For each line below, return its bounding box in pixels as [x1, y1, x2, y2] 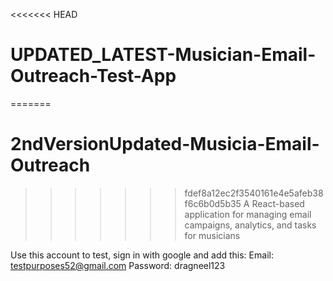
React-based [251, 197, 305, 209]
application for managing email [184, 208, 312, 220]
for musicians [184, 229, 241, 241]
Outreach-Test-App [10, 65, 177, 88]
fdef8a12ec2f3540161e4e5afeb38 [184, 187, 324, 199]
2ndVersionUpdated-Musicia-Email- [10, 133, 320, 156]
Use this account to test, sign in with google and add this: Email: [10, 249, 274, 261]
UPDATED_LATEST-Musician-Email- [10, 44, 317, 66]
